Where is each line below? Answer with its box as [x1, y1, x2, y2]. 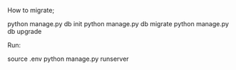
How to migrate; [7, 6, 55, 14]
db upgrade [7, 28, 42, 35]
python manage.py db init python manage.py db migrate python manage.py [7, 20, 230, 28]
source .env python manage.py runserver [7, 54, 130, 63]
